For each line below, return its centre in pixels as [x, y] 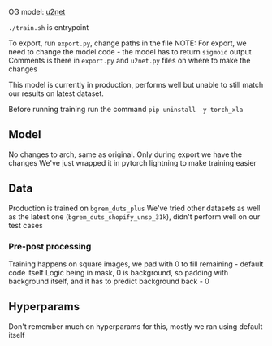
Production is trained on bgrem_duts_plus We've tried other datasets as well [134, 208]
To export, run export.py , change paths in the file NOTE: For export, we [127, 43]
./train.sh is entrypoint [49, 27]
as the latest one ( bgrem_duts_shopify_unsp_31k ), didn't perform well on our [134, 216]
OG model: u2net [37, 12]
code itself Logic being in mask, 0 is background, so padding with [119, 272]
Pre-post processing [50, 246]
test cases [26, 225]
